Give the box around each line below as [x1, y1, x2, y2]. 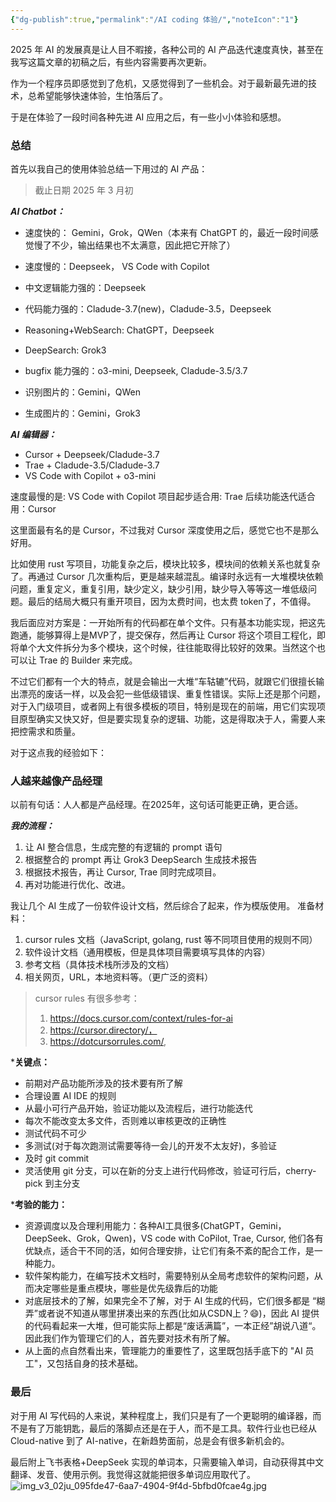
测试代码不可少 [24, 1127, 87, 1140]
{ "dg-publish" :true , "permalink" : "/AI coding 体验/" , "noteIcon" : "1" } [10, 14, 299, 25]
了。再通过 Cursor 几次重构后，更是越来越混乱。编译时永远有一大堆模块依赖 [10, 570, 324, 582]
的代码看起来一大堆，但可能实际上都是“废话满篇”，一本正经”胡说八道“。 [24, 1320, 322, 1332]
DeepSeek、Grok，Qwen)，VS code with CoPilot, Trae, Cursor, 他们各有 [24, 1232, 324, 1245]
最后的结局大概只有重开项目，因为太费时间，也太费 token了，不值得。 [27, 595, 317, 607]
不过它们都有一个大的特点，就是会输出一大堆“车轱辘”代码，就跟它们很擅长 [10, 675, 317, 687]
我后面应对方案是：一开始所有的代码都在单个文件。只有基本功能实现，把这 [10, 616, 317, 628]
